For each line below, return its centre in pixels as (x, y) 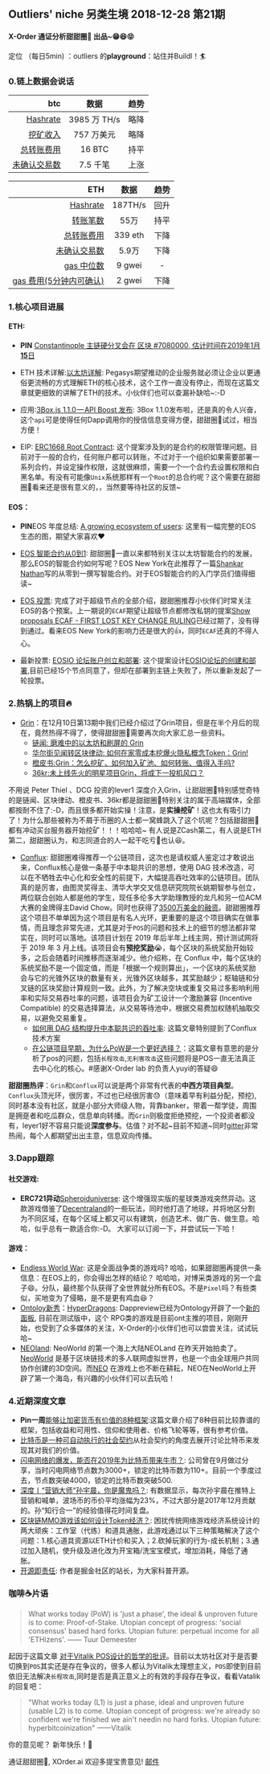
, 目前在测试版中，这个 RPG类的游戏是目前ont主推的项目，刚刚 (138, 1317)
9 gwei (129, 265)
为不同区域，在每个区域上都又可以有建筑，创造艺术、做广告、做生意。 (136, 1218)
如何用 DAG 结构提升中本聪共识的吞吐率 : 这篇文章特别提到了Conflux (144, 1028)
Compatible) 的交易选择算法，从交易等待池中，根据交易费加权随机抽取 (136, 1008)
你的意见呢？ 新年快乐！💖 (51, 1745)
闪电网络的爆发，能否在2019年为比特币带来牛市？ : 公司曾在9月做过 (131, 1461)
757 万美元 (94, 134)
